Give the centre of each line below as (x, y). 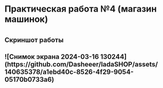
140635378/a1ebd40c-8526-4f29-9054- (69, 72)
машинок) (26, 19)
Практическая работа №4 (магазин (81, 9)
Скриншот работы (34, 40)
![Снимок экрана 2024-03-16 (52, 57)
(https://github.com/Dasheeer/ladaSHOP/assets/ (81, 64)
